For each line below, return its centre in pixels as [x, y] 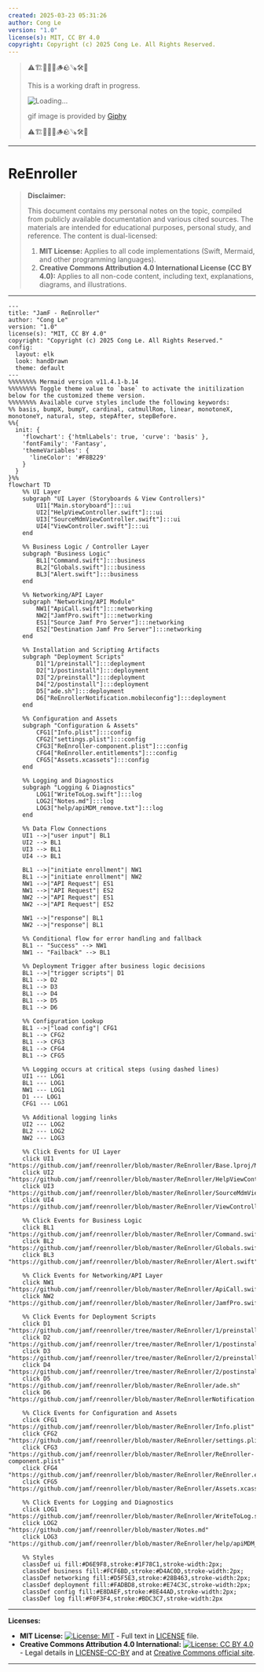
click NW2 [38, 1296]
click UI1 [38, 1159]
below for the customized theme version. [77, 396]
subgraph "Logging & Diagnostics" [79, 788]
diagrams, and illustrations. [83, 284]
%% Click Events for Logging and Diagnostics [98, 1503]
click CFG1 [40, 1420]
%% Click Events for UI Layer [72, 1152]
